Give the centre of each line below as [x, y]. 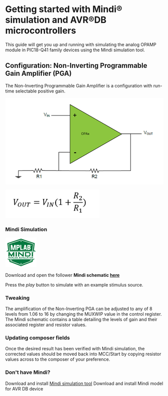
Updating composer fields [38, 338]
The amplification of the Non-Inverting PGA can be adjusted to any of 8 [79, 309]
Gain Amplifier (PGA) [38, 74]
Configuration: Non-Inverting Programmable [76, 66]
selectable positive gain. [40, 91]
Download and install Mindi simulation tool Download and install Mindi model [84, 383]
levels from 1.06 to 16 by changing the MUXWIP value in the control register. [83, 314]
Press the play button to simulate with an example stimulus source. [74, 284]
